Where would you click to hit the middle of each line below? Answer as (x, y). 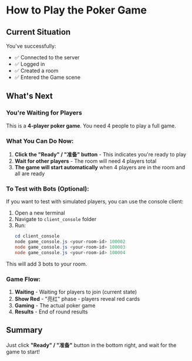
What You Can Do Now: (40, 141)
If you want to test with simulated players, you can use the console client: (95, 202)
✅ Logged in (30, 64)
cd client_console (37, 236)
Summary (24, 330)
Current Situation (38, 32)
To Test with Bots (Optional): (48, 189)
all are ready (30, 173)
